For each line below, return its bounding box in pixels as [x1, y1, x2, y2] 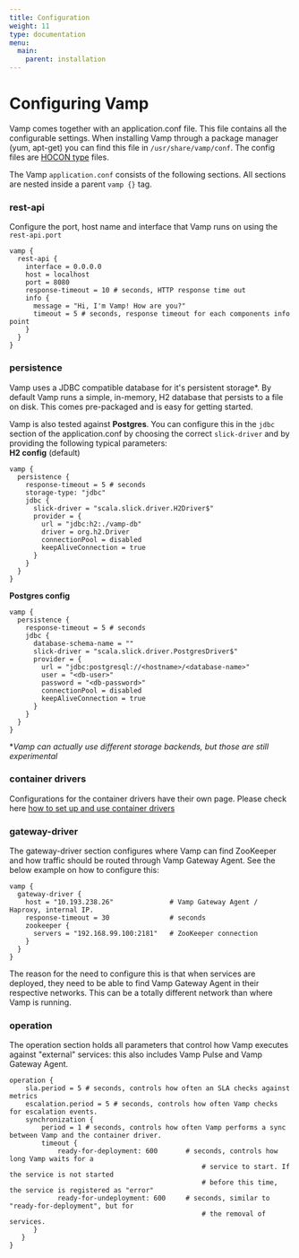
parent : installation [25, 55, 106, 64]
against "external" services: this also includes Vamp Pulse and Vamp [9, 1049, 262, 1060]
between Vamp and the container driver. [9, 1131, 163, 1140]
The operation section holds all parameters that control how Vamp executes [9, 1040, 289, 1051]
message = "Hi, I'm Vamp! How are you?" [32, 301, 186, 310]
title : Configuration [9, 13, 90, 22]
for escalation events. [9, 1107, 98, 1117]
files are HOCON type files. [9, 152, 109, 162]
